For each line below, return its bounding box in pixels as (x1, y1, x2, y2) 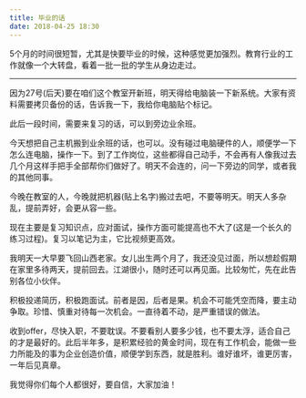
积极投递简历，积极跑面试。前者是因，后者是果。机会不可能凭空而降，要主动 (9, 294, 297, 305)
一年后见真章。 (9, 359, 66, 370)
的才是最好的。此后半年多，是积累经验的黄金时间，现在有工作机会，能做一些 (9, 336, 297, 347)
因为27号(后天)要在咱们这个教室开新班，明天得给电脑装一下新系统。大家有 (9, 87, 289, 98)
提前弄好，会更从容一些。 (25, 202, 121, 213)
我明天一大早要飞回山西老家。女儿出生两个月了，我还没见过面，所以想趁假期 (9, 252, 297, 263)
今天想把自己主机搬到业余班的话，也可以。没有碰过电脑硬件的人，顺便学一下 (9, 138, 297, 148)
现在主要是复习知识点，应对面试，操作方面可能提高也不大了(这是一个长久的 (9, 221, 292, 232)
